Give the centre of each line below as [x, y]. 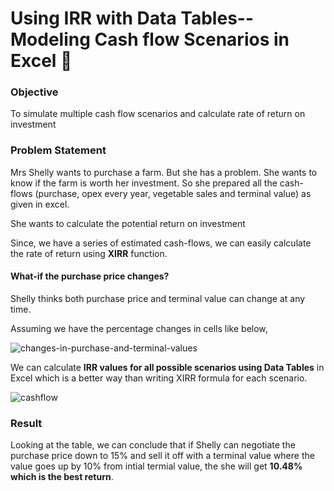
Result [26, 423]
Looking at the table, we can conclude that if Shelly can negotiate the [153, 445]
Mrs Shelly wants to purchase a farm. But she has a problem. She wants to [164, 172]
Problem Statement [58, 150]
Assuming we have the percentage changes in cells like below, [139, 328]
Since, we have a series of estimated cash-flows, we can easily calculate [161, 243]
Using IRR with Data [93, 18]
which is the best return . [62, 477]
